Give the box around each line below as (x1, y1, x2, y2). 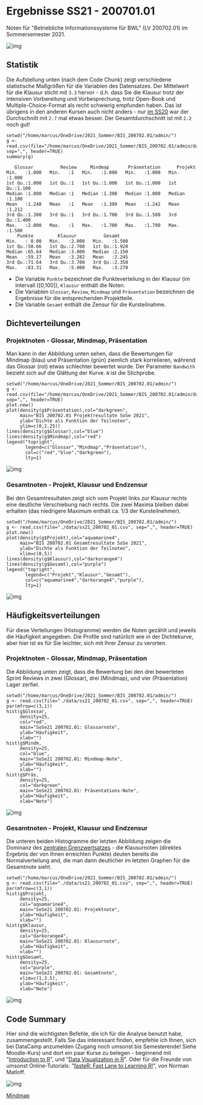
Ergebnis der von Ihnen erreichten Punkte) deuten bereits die (6, 850, 158, 858)
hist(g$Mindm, (6, 740, 42, 746)
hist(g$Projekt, (6, 891, 47, 897)
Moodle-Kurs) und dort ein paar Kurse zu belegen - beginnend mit (6, 1049, 172, 1056)
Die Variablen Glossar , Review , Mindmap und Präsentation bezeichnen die (14, 288, 195, 295)
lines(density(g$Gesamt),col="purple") (6, 561, 107, 567)
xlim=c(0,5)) (19, 551, 53, 557)
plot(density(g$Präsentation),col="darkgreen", (6, 408, 129, 414)
